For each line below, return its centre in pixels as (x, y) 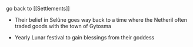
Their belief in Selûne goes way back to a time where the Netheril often (101, 20)
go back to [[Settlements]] (38, 9)
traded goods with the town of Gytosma (63, 26)
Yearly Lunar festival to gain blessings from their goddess (84, 37)
